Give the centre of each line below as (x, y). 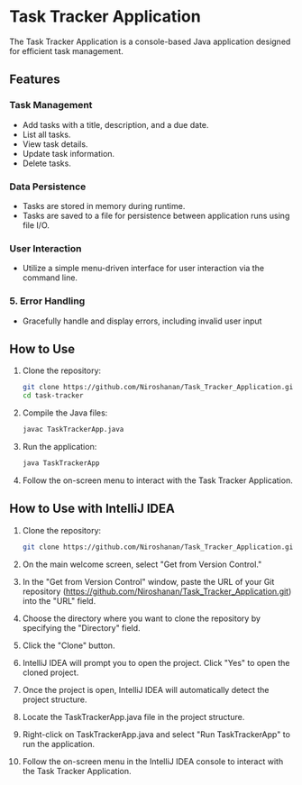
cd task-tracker (53, 396)
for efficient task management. (66, 50)
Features (35, 80)
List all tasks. (46, 134)
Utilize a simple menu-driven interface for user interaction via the (143, 269)
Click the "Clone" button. (69, 645)
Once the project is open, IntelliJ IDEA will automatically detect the (146, 689)
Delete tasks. (47, 163)
